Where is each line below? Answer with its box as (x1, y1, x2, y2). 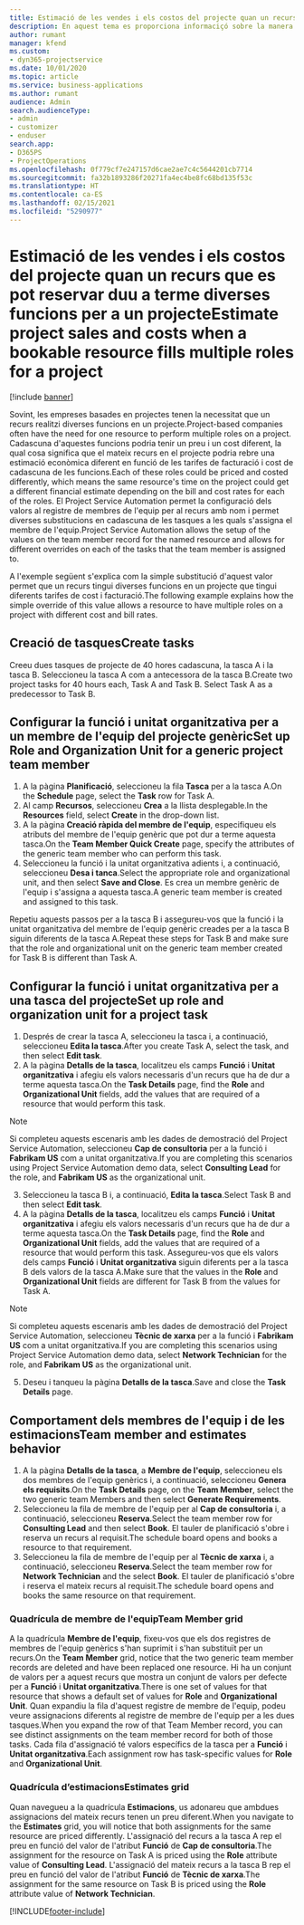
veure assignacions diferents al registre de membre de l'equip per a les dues (9, 1710, 295, 1721)
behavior (9, 1441, 62, 1456)
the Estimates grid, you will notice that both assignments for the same (9, 1821, 271, 1832)
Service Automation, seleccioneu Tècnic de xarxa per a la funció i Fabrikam (9, 1330, 294, 1341)
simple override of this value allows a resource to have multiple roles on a (9, 599, 283, 610)
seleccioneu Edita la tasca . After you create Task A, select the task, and (22, 1040, 290, 1051)
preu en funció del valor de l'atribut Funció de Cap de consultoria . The (9, 1840, 272, 1851)
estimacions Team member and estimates (9, 1427, 247, 1442)
